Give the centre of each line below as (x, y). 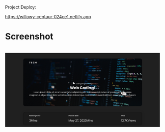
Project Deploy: (21, 7)
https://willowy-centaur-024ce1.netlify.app (48, 16)
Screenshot (29, 37)
